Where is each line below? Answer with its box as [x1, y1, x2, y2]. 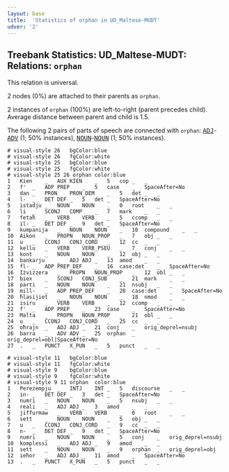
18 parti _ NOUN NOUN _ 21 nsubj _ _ [7, 282, 173, 289]
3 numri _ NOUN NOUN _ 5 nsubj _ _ [7, 397, 173, 404]
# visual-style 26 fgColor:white [7, 153, 111, 160]
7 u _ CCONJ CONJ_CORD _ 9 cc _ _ [7, 422, 160, 429]
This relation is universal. [7, 78, 79, 87]
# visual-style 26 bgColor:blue [7, 147, 108, 154]
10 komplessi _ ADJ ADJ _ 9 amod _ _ [7, 440, 160, 447]
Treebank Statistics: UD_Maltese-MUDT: [7, 49, 187, 61]
